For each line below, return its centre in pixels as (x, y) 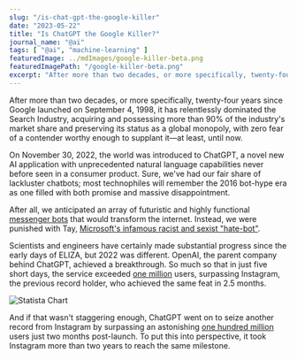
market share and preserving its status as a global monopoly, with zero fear (147, 128)
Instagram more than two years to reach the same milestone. (120, 345)
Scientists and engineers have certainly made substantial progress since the (148, 245)
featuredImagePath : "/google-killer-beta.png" (96, 67)
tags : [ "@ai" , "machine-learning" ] (79, 50)
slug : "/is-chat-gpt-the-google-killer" (85, 17)
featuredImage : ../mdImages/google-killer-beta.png (106, 58)
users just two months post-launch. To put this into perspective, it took (138, 336)
